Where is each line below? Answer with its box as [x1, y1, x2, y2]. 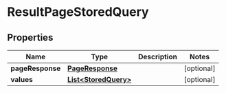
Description [138, 52, 177, 61]
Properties [7, 32, 54, 43]
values [10, 75, 33, 84]
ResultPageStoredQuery [7, 4, 149, 20]
